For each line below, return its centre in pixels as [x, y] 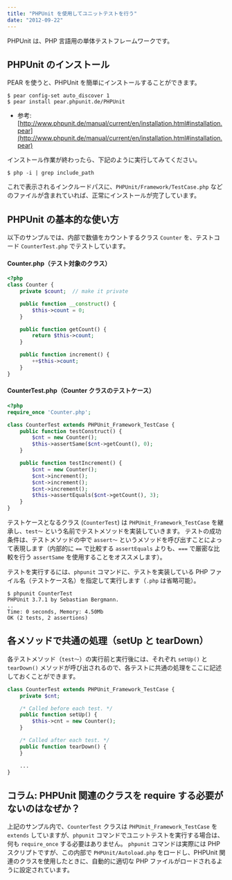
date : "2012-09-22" [35, 20]
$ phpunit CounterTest [40, 594]
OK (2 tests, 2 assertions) [48, 618]
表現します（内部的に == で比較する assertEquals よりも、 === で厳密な [113, 548]
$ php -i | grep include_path [51, 173]
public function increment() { [65, 355]
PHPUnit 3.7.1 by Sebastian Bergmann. [63, 600]
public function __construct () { [68, 304]
